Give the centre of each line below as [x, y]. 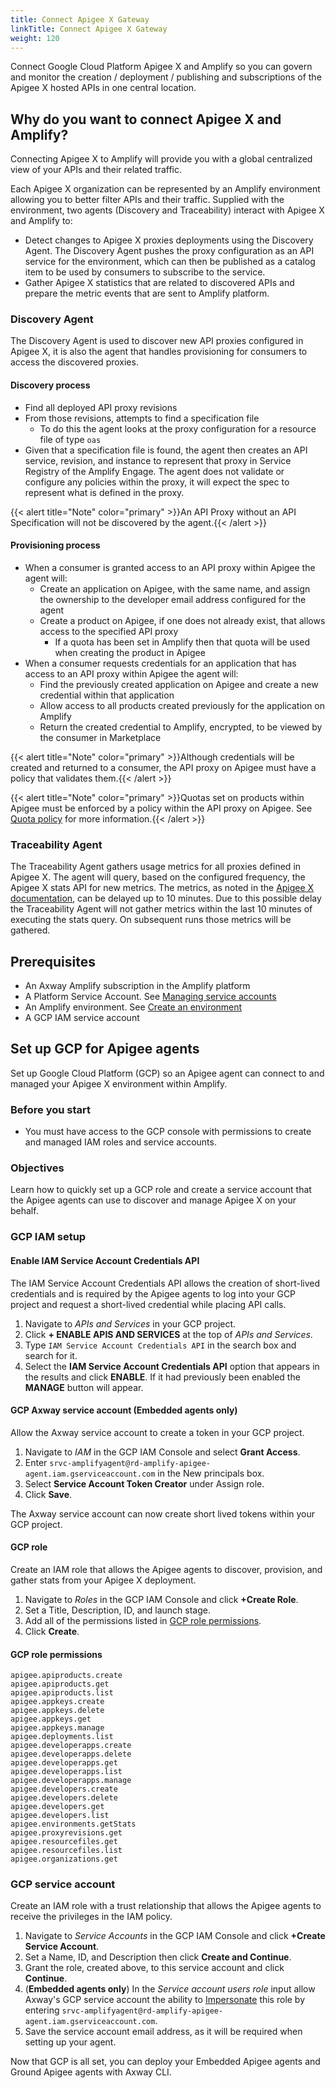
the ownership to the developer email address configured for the [173, 599]
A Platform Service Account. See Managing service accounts [150, 996]
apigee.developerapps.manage [71, 1781]
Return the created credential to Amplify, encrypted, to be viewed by [181, 727]
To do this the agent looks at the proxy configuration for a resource [178, 428]
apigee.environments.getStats [73, 1824]
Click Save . [48, 1494]
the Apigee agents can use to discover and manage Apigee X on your [153, 1200]
